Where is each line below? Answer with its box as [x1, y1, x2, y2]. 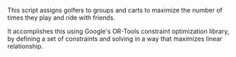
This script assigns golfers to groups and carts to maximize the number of [7, 6, 223, 14]
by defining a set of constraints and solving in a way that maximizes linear [7, 34, 223, 43]
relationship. [7, 42, 44, 50]
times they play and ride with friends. [7, 13, 115, 22]
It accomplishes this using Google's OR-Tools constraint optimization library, [7, 27, 230, 35]
